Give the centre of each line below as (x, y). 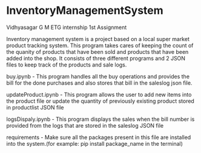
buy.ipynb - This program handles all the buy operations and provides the (98, 76)
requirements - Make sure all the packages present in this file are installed (99, 137)
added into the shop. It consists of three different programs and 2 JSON (96, 58)
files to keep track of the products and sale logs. (67, 65)
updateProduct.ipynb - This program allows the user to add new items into (99, 94)
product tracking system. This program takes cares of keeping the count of (100, 45)
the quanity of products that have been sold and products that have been (97, 51)
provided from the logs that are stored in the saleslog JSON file (85, 125)
